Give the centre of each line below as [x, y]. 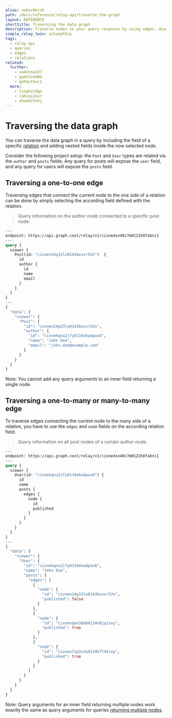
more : [16, 86]
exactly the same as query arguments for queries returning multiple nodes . [84, 710]
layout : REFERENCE [25, 20]
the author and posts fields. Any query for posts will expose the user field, [83, 161]
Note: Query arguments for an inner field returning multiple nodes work [80, 704]
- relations [23, 58]
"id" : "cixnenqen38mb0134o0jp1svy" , [81, 623]
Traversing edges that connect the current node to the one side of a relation [85, 195]
